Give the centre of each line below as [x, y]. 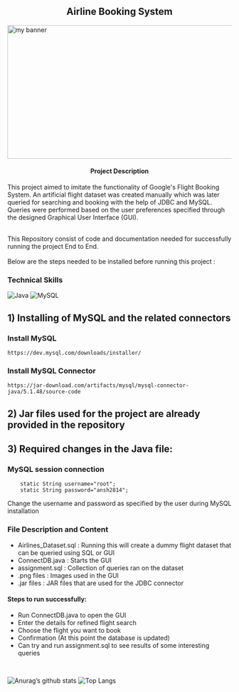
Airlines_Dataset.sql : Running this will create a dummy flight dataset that [124, 545]
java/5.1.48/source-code [44, 392]
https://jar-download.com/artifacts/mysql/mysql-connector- [99, 386]
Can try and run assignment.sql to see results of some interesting [113, 645]
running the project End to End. [53, 247]
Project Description [119, 171]
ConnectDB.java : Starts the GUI [64, 560]
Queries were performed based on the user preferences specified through [116, 210]
